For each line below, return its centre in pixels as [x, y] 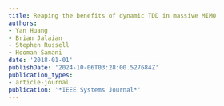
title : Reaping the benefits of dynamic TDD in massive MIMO [112, 16]
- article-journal [39, 82]
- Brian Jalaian [35, 38]
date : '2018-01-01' [41, 61]
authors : [23, 23]
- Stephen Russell [39, 45]
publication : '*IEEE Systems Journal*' [75, 90]
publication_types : [41, 75]
